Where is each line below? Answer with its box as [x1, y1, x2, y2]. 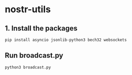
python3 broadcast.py [5, 65, 51, 70]
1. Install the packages [5, 24, 78, 33]
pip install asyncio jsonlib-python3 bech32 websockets [5, 37, 127, 42]
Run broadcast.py [5, 51, 64, 60]
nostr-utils [5, 4, 51, 15]
